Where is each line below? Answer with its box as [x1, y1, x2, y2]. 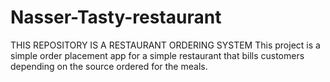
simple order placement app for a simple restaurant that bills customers [10, 49, 305, 61]
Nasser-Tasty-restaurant [10, 6, 222, 29]
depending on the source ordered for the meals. [10, 60, 208, 72]
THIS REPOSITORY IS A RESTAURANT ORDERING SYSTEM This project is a [10, 39, 321, 51]
